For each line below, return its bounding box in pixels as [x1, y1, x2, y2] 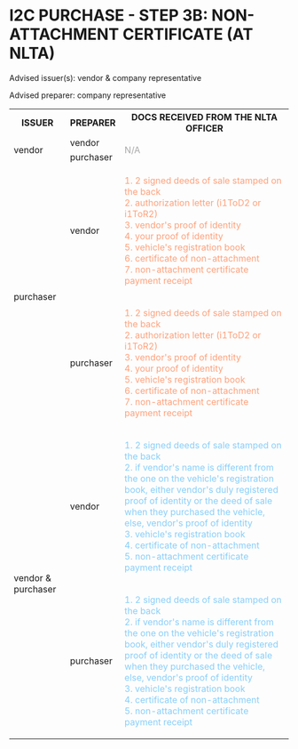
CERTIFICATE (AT [122, 24, 254, 44]
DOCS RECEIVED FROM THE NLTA [131, 110, 278, 123]
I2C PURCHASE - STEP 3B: [9, 5, 208, 26]
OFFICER [185, 122, 223, 134]
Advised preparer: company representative [9, 90, 167, 101]
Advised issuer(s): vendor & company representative [9, 72, 202, 83]
